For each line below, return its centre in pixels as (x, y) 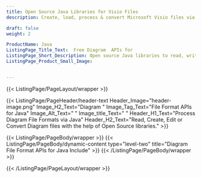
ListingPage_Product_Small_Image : (50, 61)
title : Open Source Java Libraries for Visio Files (72, 12)
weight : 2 (19, 34)
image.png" (21, 107)
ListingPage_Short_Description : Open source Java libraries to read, (95, 56)
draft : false (23, 28)
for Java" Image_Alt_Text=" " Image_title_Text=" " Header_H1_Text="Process (101, 113)
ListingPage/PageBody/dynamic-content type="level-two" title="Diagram (97, 144)
